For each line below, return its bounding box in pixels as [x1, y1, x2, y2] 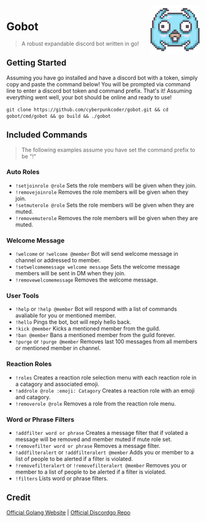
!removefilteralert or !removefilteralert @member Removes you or [15, 462, 187, 469]
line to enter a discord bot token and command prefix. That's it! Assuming [6, 87, 192, 94]
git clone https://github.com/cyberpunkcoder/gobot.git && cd [6, 106, 169, 113]
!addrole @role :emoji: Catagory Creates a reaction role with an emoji [15, 386, 195, 394]
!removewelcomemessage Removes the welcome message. [15, 276, 158, 283]
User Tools [6, 291, 39, 300]
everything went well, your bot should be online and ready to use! [6, 93, 172, 101]
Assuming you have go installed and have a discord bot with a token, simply [6, 74, 198, 81]
